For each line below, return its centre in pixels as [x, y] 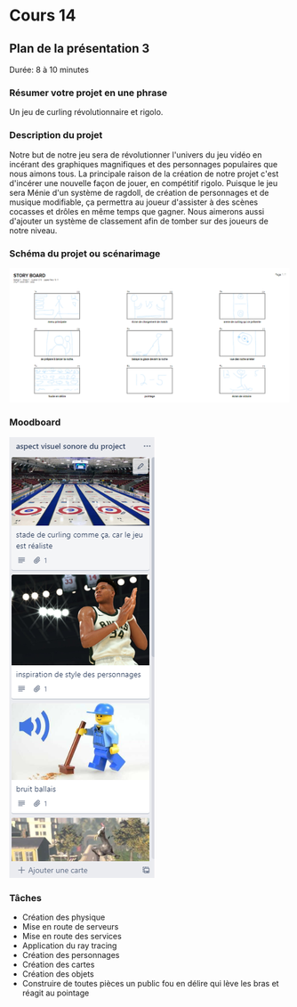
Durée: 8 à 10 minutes [49, 69]
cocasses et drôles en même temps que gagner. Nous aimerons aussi [137, 211]
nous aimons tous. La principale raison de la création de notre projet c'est [144, 174]
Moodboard [35, 422]
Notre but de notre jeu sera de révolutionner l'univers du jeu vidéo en [136, 154]
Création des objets [58, 974]
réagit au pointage [56, 993]
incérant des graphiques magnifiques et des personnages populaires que [144, 164]
